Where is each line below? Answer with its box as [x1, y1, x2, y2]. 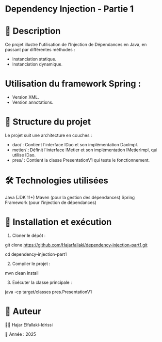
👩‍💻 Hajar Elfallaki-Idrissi [5, 322, 53, 327]
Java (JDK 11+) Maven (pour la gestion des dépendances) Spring [5, 194, 135, 200]
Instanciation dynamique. [12, 62, 63, 67]
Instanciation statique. [12, 56, 57, 62]
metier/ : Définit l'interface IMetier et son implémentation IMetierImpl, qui [12, 147, 158, 153]
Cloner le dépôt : [12, 233, 46, 238]
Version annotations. [12, 99, 53, 105]
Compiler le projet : [12, 261, 51, 266]
